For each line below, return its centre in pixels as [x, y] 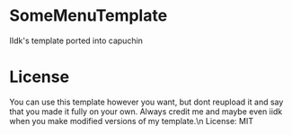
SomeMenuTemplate [88, 16]
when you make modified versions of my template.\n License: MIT [132, 121]
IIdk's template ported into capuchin [76, 40]
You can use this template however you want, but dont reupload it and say [146, 102]
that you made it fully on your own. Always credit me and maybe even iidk [146, 111]
